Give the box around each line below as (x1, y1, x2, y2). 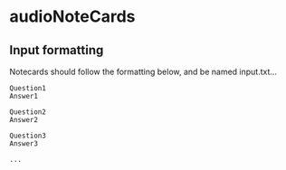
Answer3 (9, 139, 39, 148)
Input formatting (9, 42, 104, 58)
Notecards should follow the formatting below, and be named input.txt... (9, 66, 278, 77)
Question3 (9, 131, 47, 140)
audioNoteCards (9, 6, 136, 27)
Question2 (9, 108, 47, 117)
